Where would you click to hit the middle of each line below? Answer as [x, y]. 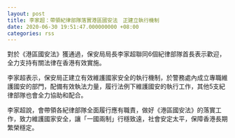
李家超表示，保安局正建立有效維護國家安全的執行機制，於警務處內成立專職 [114, 78]
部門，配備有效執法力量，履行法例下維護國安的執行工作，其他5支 [125, 87]
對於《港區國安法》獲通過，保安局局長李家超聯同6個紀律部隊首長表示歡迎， [116, 54]
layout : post [26, 14]
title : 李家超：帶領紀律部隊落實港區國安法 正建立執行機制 [83, 20]
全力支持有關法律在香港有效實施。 [56, 63]
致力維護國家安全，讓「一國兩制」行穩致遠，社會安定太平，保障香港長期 [123, 119]
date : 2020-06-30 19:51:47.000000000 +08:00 [73, 27]
